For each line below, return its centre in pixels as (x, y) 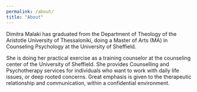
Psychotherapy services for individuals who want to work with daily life (93, 70)
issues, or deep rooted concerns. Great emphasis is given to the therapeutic (99, 77)
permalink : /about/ (30, 11)
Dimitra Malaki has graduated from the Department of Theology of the (91, 34)
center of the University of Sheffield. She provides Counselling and (88, 64)
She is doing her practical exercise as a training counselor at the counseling (98, 58)
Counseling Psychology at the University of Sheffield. (71, 46)
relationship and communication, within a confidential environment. (88, 83)
